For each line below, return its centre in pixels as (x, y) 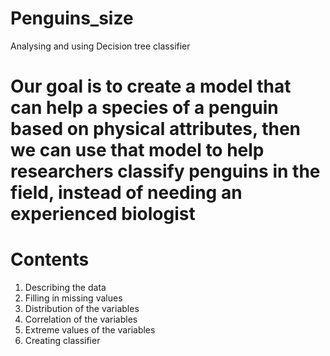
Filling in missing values (73, 298)
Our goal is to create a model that (151, 86)
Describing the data (65, 288)
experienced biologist (103, 214)
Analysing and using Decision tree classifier (100, 46)
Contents (50, 259)
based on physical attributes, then (155, 129)
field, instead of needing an (126, 193)
